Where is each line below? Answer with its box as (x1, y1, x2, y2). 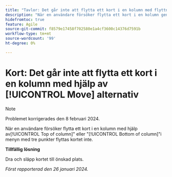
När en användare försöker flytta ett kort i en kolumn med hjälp (5, 125, 138, 132)
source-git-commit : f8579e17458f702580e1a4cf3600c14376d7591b (5, 27, 141, 32)
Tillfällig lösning (5, 146, 40, 152)
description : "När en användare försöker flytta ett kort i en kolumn (5, 12, 159, 17)
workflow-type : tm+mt (5, 31, 52, 36)
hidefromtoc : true (5, 17, 45, 22)
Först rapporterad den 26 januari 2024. (5, 166, 89, 172)
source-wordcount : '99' (5, 36, 56, 41)
